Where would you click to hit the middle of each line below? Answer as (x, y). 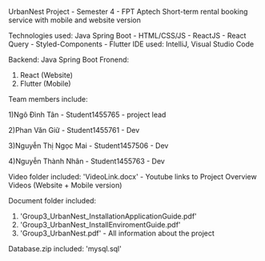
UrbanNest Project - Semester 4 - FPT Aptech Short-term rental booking (128, 12)
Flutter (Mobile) (45, 84)
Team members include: (48, 99)
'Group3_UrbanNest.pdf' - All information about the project (117, 233)
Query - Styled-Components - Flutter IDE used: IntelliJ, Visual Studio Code (131, 44)
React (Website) (46, 75)
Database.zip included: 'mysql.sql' (65, 249)
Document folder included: (52, 201)
